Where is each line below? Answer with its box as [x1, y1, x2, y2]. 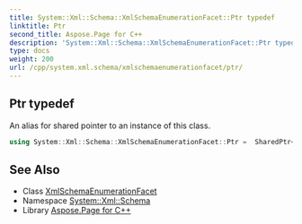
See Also [9, 162, 60, 177]
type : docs [9, 47, 50, 56]
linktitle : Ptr [9, 22, 67, 30]
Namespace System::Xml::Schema [22, 195, 151, 206]
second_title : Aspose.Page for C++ [9, 30, 143, 39]
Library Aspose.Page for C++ [22, 205, 132, 216]
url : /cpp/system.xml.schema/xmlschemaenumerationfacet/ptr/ [9, 64, 244, 73]
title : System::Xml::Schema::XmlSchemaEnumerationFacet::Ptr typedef [9, 13, 276, 22]
